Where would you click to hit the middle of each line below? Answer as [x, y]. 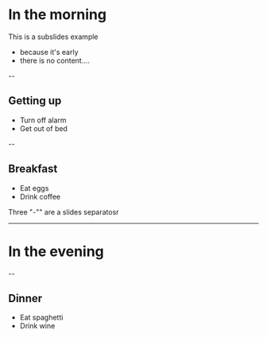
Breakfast [33, 169]
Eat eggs [34, 188]
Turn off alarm [43, 120]
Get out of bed [43, 128]
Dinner [25, 298]
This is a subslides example [53, 37]
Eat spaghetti [41, 318]
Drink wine [37, 326]
